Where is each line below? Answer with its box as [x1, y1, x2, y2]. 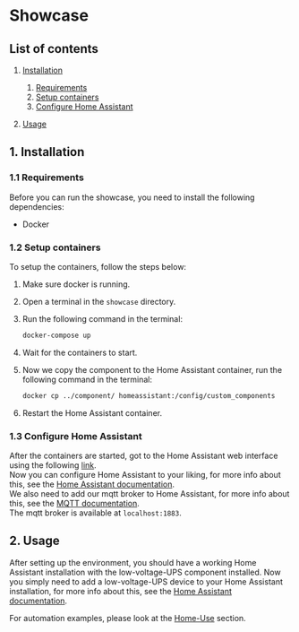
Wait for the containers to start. [21, 347, 138, 358]
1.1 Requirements [9, 171, 85, 184]
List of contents [9, 41, 98, 56]
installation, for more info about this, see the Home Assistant [9, 585, 233, 596]
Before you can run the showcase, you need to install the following [9, 192, 255, 203]
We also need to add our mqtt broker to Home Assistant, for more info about [9, 489, 290, 499]
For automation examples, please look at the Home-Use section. [9, 612, 246, 623]
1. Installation [9, 144, 85, 160]
